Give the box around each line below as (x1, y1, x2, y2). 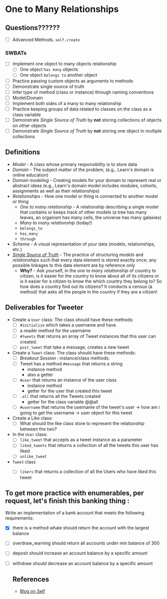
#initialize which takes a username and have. (19, 321, 117, 328)
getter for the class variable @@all (27, 399, 98, 405)
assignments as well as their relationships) (12, 187, 100, 193)
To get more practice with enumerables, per (5, 488, 144, 497)
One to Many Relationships (5, 3, 119, 15)
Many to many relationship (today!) (19, 219, 92, 225)
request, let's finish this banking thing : (5, 496, 130, 505)
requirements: (5, 515, 34, 521)
